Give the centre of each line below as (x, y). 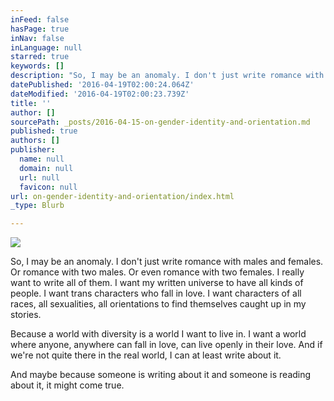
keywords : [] (37, 66)
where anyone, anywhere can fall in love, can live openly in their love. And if (166, 345)
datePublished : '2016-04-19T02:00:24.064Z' (102, 85)
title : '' (31, 103)
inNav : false (37, 38)
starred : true (40, 57)
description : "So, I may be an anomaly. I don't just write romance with (167, 76)
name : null (42, 159)
